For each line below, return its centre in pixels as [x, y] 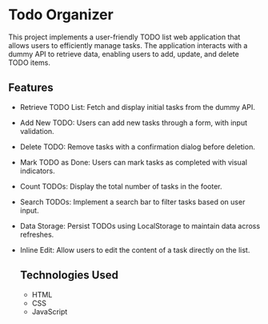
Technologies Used [69, 275]
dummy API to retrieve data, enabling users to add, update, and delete [124, 54]
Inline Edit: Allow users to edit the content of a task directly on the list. [135, 249]
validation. [37, 131]
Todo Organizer [61, 15]
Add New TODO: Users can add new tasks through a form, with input [134, 123]
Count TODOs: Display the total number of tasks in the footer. [121, 186]
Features [31, 88]
